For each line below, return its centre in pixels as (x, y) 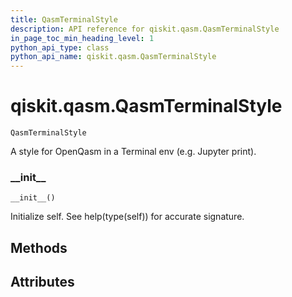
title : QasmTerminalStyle (64, 19)
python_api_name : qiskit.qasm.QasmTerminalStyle (113, 57)
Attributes (42, 282)
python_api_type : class (60, 47)
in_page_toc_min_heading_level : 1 (82, 38)
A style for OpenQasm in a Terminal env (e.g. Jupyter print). (133, 152)
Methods (39, 247)
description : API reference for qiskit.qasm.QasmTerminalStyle (145, 29)
